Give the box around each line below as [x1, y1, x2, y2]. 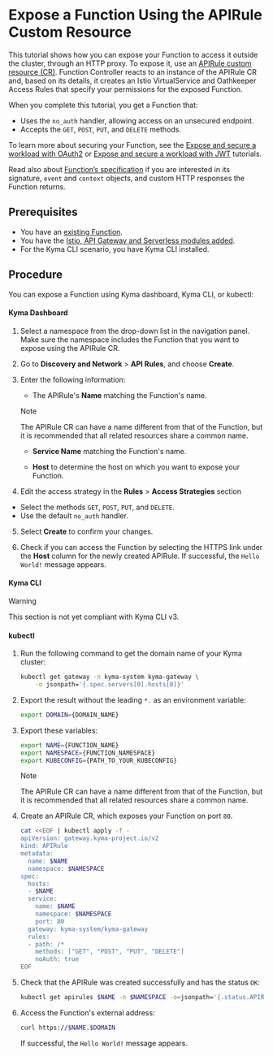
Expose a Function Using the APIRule [8, 6, 262, 24]
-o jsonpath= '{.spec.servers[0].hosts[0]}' [35, 681, 184, 689]
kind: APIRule [19, 842, 68, 850]
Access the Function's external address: [19, 1007, 156, 1017]
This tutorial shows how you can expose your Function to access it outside [8, 50, 258, 59]
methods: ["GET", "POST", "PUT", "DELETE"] [35, 948, 184, 956]
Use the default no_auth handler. [19, 510, 128, 521]
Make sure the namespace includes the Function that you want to [19, 335, 240, 344]
